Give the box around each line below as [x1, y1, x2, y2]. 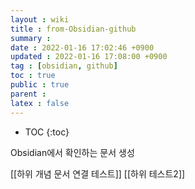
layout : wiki [10, 14, 70, 25]
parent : [10, 89, 47, 99]
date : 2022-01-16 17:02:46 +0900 [10, 42, 155, 53]
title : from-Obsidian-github [10, 24, 137, 34]
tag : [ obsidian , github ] [10, 61, 118, 71]
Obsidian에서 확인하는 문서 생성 [10, 146, 135, 158]
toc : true [10, 71, 56, 81]
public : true [10, 80, 70, 90]
